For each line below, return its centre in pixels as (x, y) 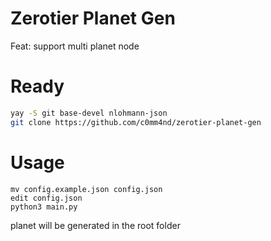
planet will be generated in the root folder (95, 225)
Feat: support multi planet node (75, 46)
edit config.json (46, 198)
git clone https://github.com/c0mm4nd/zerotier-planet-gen (136, 122)
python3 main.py (44, 207)
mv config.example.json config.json (86, 189)
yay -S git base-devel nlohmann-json (89, 113)
